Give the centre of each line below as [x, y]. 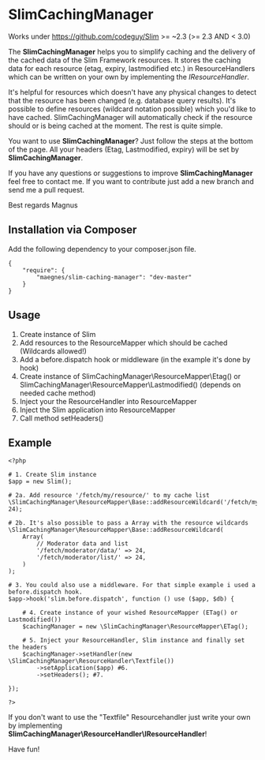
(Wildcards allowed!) [53, 351]
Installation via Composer [73, 230]
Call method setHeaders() [62, 418]
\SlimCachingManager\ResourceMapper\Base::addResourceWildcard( [116, 530]
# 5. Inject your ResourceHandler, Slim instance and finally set [134, 641]
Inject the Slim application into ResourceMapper [97, 410]
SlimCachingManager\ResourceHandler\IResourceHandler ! [108, 734]
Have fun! [24, 749]
